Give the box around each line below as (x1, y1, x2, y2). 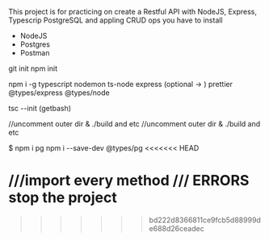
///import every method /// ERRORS (8, 172, 250, 190)
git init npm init (8, 64, 58, 73)
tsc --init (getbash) (8, 104, 71, 113)
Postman (19, 48, 50, 57)
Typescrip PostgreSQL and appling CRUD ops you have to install (8, 15, 224, 25)
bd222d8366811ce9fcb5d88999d (149, 215, 261, 225)
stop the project (8, 188, 117, 207)
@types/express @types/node (8, 88, 111, 97)
